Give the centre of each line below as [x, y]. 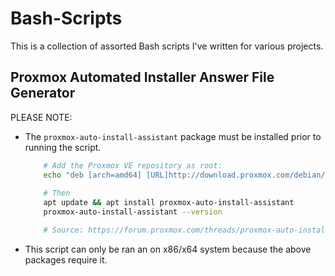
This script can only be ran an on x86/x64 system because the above [168, 249]
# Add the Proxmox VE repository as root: [133, 165]
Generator [43, 93]
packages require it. [66, 259]
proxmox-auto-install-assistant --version [133, 212]
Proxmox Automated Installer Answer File [142, 77]
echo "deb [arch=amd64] [92, 175]
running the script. [63, 147]
